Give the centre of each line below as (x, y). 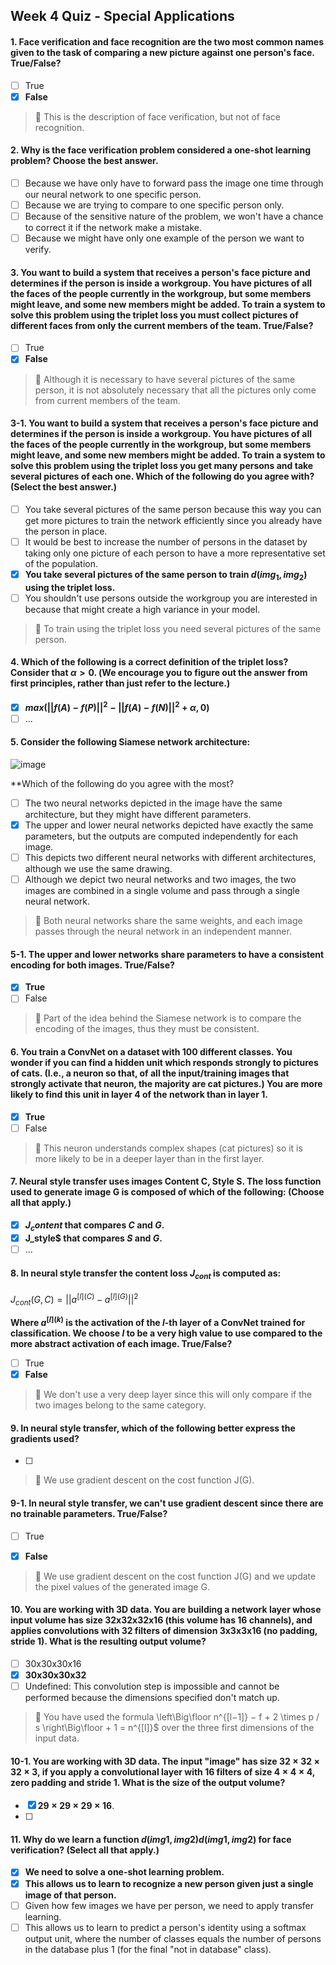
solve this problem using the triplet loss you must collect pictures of (154, 315)
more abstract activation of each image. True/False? (121, 1344)
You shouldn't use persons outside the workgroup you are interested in (171, 598)
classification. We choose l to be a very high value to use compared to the (166, 1333)
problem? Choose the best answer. (84, 161)
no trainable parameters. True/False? (89, 1513)
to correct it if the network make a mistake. (113, 228)
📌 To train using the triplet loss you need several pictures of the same (178, 628)
